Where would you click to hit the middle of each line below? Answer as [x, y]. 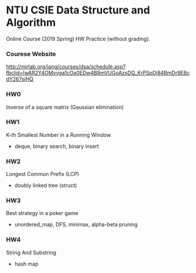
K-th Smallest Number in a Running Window [59, 134]
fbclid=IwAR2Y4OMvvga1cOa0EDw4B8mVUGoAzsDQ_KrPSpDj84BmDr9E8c [98, 73]
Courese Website [31, 54]
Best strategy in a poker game [42, 213]
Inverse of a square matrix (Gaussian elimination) [65, 107]
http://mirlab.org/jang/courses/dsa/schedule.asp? [66, 67]
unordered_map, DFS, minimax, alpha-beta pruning [76, 224]
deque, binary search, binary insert [57, 146]
